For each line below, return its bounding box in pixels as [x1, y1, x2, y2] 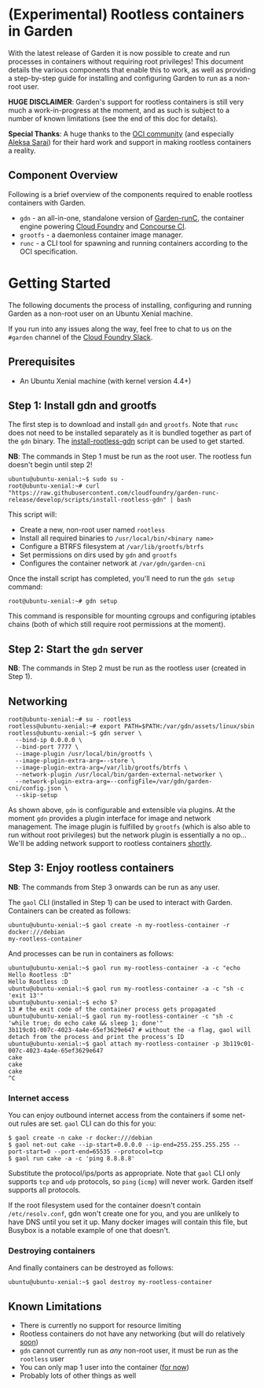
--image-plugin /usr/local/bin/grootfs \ [15, 750, 153, 758]
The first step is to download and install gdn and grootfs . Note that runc [8, 420, 239, 429]
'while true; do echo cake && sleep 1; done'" [8, 1019, 163, 1027]
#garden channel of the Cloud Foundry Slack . [8, 332, 153, 342]
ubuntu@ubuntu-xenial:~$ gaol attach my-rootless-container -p [8, 1040, 220, 1048]
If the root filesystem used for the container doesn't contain [8, 1201, 201, 1210]
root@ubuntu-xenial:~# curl [8, 482, 101, 490]
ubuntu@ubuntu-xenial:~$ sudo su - [8, 475, 125, 484]
